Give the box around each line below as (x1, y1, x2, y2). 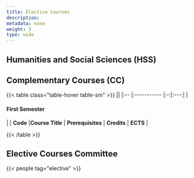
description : (6, 15, 40, 21)
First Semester (6, 105, 45, 113)
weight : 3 (6, 26, 32, 32)
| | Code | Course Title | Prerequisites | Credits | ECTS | (6, 119, 149, 126)
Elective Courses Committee (6, 148, 118, 159)
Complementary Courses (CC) (6, 75, 125, 86)
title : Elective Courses (6, 9, 70, 15)
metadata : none (6, 20, 45, 26)
